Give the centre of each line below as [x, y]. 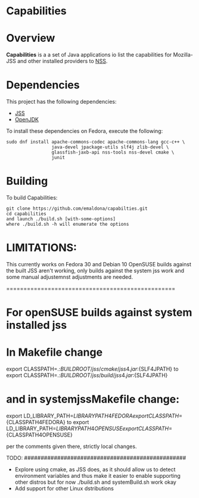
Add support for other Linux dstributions [64, 488]
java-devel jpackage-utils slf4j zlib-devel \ [110, 147]
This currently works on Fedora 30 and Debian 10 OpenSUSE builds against [99, 264]
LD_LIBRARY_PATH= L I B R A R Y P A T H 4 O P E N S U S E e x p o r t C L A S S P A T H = [89, 428]
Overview [31, 38]
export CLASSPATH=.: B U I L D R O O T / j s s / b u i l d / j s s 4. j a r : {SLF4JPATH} [87, 375]
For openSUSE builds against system [99, 312]
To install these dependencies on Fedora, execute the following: [85, 131]
